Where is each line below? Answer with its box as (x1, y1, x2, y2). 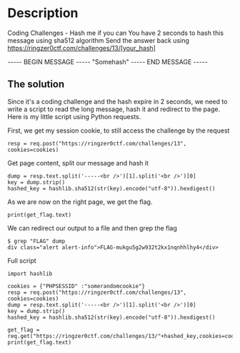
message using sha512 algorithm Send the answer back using (7, 36, 189, 44)
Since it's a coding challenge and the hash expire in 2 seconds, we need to (7, 97, 228, 106)
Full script (7, 256, 37, 265)
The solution (7, 78, 65, 91)
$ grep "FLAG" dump (7, 237, 66, 245)
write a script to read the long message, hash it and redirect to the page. (7, 105, 220, 113)
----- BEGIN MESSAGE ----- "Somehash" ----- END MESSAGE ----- (7, 57, 209, 66)
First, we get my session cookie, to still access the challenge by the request (7, 126, 230, 135)
